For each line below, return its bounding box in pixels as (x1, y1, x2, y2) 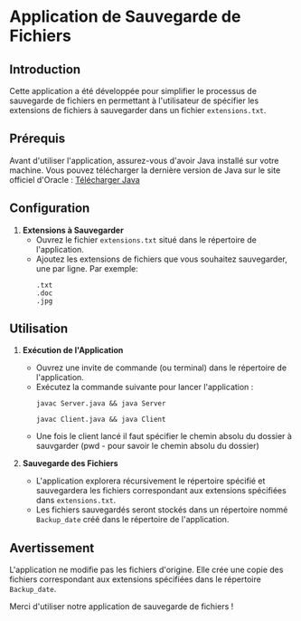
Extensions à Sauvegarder (22, 225, 124, 235)
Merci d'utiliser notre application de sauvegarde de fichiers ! (9, 601, 234, 612)
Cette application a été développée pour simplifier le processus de (9, 86, 258, 96)
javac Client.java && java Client (35, 415, 166, 425)
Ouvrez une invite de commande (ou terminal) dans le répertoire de (35, 362, 287, 373)
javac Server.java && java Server (35, 399, 166, 408)
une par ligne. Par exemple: (35, 263, 138, 273)
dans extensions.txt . (35, 495, 116, 506)
